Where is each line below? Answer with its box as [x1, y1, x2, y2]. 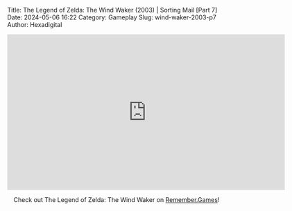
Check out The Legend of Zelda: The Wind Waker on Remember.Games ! [13, 196, 220, 203]
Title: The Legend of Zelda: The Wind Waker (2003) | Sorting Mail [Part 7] [7, 6, 218, 14]
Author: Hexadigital [7, 21, 62, 28]
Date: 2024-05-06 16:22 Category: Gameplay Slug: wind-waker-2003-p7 [7, 13, 216, 21]
